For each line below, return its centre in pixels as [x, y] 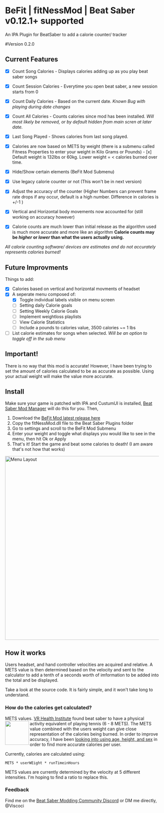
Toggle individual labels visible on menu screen [67, 300]
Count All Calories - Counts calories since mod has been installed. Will [83, 116]
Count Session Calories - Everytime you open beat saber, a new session [85, 86]
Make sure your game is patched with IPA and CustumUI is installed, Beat [79, 403]
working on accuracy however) [43, 217]
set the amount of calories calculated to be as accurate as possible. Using [80, 371]
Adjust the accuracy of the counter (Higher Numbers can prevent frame [84, 192]
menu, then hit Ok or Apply [39, 439]
